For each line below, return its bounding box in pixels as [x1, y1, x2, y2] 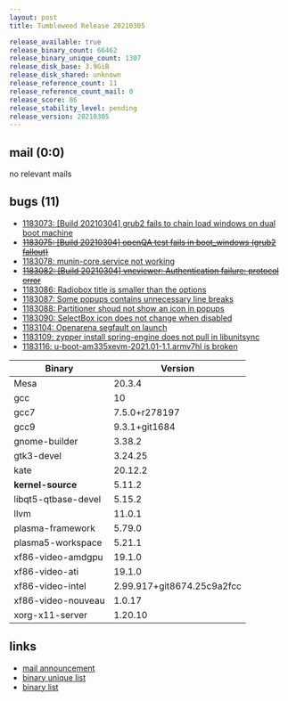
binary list [21, 681, 59, 692]
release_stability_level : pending [9, 103, 138, 112]
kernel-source [13, 478, 78, 491]
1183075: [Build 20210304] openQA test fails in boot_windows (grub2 [21, 237, 276, 248]
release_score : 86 [9, 95, 78, 104]
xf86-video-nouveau [13, 594, 105, 607]
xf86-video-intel [13, 580, 86, 592]
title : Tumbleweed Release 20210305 [9, 21, 145, 30]
